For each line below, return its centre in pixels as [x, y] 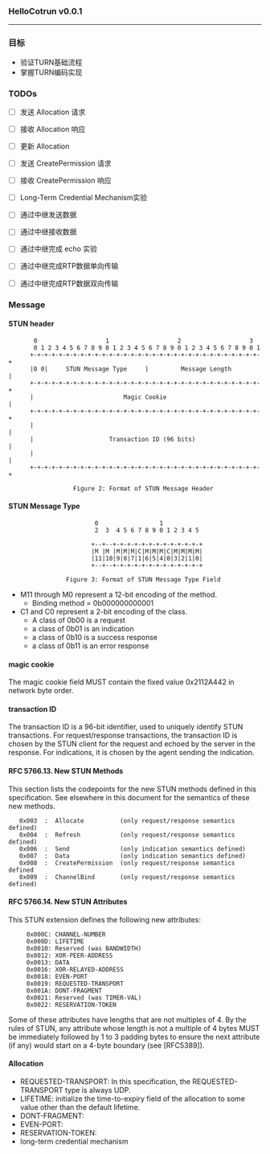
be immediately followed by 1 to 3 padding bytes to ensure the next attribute [134, 1037]
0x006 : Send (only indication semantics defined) [133, 849]
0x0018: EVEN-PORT [57, 976]
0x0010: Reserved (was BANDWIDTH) [84, 948]
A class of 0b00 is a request [79, 620]
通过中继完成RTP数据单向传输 [69, 266]
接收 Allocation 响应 [53, 129]
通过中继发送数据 [48, 215]
